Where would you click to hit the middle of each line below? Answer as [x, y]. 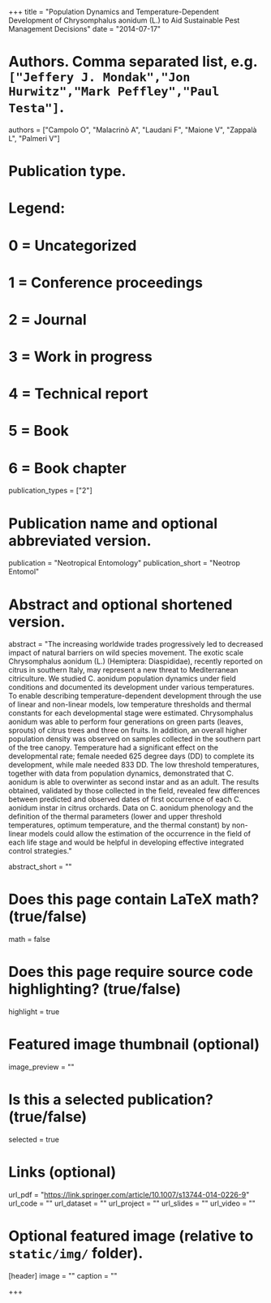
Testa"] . [37, 108]
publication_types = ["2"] [50, 491]
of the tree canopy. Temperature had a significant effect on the [114, 748]
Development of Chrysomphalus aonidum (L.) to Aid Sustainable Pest [124, 20]
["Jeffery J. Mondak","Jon [99, 77]
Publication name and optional [113, 523]
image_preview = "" [41, 1067]
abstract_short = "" [40, 867]
